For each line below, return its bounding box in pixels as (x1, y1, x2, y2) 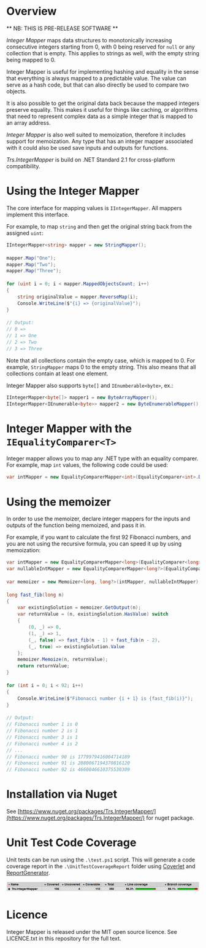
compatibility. (6, 162, 41, 170)
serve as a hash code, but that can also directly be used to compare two (6, 81, 189, 88)
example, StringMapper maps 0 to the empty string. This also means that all (6, 363, 196, 370)
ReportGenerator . (6, 869, 50, 876)
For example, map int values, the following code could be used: (6, 461, 169, 469)
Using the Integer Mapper (6, 184, 140, 198)
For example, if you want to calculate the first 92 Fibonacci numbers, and (6, 533, 191, 541)
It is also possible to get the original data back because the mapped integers (6, 100, 200, 107)
